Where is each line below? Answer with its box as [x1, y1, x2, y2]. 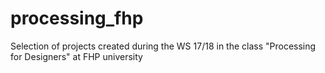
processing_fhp [10, 7, 144, 30]
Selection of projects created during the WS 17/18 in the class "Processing [10, 40, 317, 52]
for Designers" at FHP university [10, 50, 143, 62]
